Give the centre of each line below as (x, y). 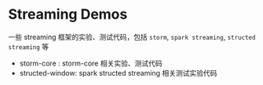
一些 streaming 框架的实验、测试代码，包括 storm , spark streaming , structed (132, 37)
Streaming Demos (68, 14)
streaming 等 (29, 46)
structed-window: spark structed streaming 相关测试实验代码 (118, 73)
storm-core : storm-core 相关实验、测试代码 (91, 63)
